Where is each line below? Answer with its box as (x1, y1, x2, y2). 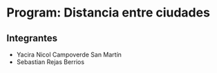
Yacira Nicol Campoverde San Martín (16, 50, 122, 59)
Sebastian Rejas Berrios (16, 58, 84, 66)
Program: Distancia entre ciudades (6, 5, 210, 21)
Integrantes (6, 32, 58, 44)
